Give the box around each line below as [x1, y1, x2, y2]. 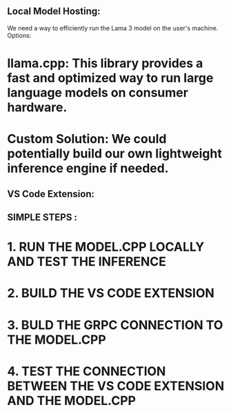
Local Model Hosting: [7, 6, 101, 17]
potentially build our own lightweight [7, 146, 222, 162]
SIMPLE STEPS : [7, 211, 78, 223]
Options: [7, 31, 32, 39]
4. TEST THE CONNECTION [7, 363, 166, 379]
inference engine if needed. [7, 160, 169, 176]
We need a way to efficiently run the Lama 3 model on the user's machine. [7, 24, 219, 32]
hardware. [7, 100, 68, 115]
